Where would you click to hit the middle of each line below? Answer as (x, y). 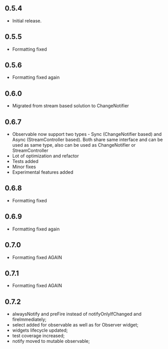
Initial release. (27, 20)
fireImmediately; (29, 319)
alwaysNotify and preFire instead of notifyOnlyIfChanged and (77, 314)
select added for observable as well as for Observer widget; (75, 325)
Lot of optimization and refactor (45, 156)
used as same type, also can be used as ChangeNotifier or (74, 145)
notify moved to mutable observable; (51, 341)
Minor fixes (24, 167)
